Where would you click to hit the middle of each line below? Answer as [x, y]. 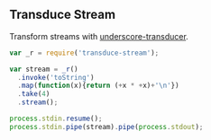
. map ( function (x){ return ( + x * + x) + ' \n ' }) [98, 86]
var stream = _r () [44, 69]
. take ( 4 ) [34, 94]
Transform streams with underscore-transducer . [99, 36]
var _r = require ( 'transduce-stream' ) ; [84, 53]
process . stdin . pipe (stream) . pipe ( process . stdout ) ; [106, 127]
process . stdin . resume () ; [56, 119]
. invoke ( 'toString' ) [56, 77]
